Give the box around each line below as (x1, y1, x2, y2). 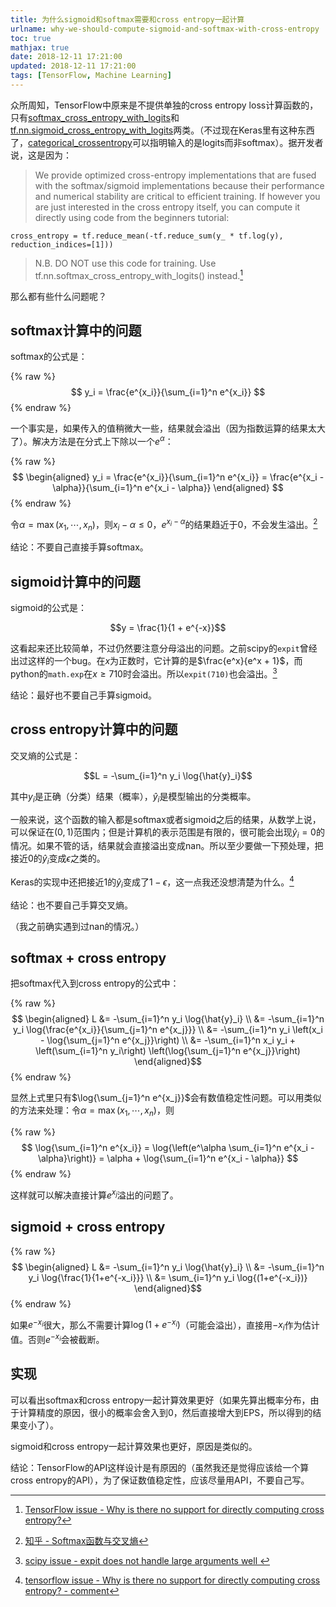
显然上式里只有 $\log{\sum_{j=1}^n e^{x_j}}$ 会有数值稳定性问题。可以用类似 (10, 1092, 322, 1104)
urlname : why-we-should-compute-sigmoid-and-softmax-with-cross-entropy (10, 24, 320, 34)
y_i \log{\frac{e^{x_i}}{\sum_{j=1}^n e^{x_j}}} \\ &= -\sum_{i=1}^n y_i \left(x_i (13, 1024, 323, 1036)
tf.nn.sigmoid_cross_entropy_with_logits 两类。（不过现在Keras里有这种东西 (10, 124, 315, 136)
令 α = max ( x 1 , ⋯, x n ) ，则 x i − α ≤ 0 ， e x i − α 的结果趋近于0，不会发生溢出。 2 (10, 517, 318, 533)
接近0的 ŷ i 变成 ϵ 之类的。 (10, 852, 106, 867)
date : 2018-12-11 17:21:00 (10, 52, 123, 62)
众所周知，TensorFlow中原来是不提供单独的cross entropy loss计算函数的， (10, 99, 319, 111)
